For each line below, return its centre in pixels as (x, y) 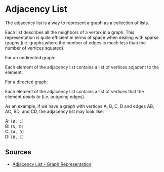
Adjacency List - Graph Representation (52, 164)
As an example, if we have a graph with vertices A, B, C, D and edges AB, (80, 106)
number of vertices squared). (35, 48)
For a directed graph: (26, 82)
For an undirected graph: (30, 57)
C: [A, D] (15, 131)
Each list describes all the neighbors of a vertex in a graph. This (70, 32)
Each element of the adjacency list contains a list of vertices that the (75, 91)
